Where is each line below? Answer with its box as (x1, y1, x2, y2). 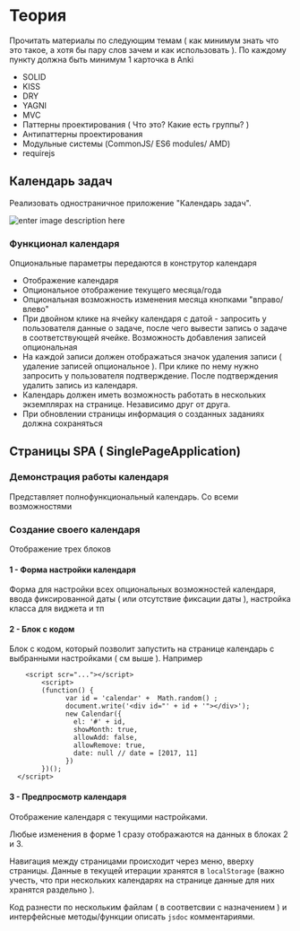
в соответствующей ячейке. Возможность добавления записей (21, 333, 267, 344)
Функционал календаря (9, 237, 120, 249)
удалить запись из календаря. (21, 380, 139, 391)
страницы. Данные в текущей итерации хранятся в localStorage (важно (9, 865, 285, 875)
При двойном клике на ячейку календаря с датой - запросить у (21, 313, 267, 324)
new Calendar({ (65, 709, 123, 718)
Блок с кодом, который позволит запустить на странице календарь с (9, 643, 275, 655)
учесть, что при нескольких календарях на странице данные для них (9, 874, 275, 885)
